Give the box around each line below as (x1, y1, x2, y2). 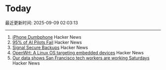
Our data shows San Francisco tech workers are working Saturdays (12, 55, 150, 61)
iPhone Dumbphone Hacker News (12, 34, 82, 40)
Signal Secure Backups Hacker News (12, 45, 88, 50)
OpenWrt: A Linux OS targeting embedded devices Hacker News (12, 49, 144, 55)
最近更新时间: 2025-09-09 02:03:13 (5, 20, 78, 25)
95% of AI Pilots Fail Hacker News (12, 39, 83, 45)
